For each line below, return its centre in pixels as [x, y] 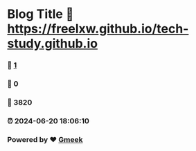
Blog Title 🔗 [41, 14]
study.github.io [53, 44]
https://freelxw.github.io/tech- [98, 29]
